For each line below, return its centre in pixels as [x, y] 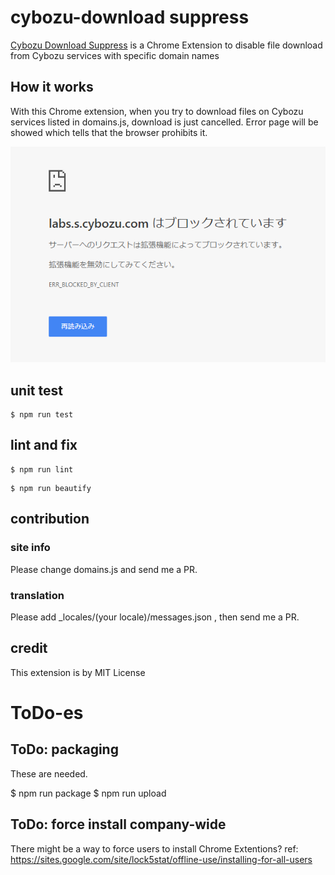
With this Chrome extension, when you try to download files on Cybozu [157, 111]
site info [30, 548]
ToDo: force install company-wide [118, 824]
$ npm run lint [42, 469]
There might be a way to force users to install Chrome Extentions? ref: [154, 848]
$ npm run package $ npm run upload [88, 793]
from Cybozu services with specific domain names [115, 55]
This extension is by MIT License [78, 672]
